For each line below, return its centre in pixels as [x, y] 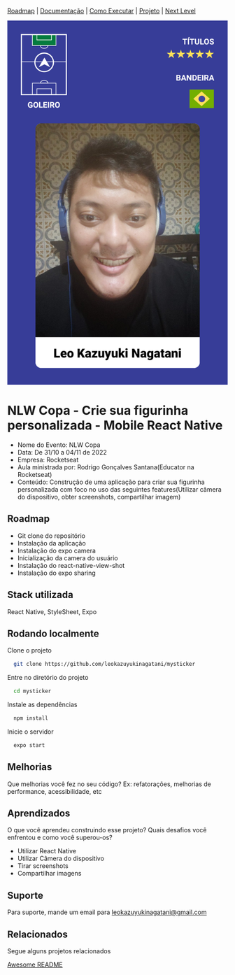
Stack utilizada [40, 595]
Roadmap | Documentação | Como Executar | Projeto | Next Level [101, 11]
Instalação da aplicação [51, 543]
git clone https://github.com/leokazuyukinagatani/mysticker [105, 664]
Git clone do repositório [51, 536]
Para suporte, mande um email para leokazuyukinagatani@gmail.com [107, 912]
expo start [29, 745]
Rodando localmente [53, 633]
